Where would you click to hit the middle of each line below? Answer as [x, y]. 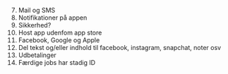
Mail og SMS [37, 10]
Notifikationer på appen [53, 18]
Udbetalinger [37, 55]
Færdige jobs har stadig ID [57, 62]
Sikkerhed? [35, 25]
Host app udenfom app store [60, 32]
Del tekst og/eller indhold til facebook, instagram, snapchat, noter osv [120, 48]
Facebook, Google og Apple [59, 40]
